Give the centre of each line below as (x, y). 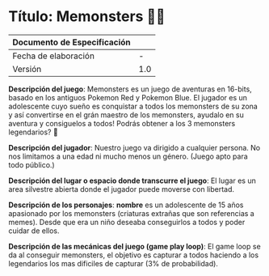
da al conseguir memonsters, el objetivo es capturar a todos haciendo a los (134, 255)
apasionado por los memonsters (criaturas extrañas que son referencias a (131, 213)
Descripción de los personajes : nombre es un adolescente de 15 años (126, 205)
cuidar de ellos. (34, 231)
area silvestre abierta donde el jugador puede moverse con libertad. (122, 189)
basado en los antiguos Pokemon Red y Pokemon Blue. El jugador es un (128, 97)
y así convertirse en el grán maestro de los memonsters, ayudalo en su (126, 115)
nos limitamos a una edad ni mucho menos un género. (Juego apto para (128, 156)
